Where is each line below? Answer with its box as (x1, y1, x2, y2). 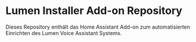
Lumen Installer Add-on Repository (5, 4, 182, 17)
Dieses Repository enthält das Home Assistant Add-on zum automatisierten (5, 23, 191, 30)
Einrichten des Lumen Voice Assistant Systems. (5, 29, 122, 36)
